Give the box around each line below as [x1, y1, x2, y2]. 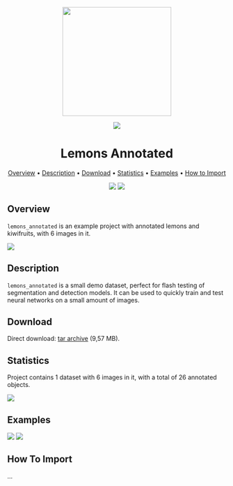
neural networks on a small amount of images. [7, 296, 140, 304]
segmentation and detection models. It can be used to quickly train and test [7, 288, 224, 296]
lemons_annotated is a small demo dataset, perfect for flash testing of [7, 281, 205, 289]
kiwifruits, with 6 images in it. [7, 229, 91, 237]
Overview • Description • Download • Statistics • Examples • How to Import [8, 168, 226, 177]
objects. [7, 381, 31, 389]
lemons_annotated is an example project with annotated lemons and [7, 222, 200, 230]
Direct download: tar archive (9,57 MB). [7, 335, 120, 343]
